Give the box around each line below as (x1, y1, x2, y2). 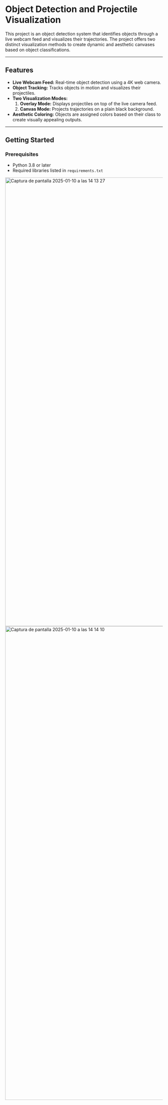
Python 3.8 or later (12, 162, 51, 168)
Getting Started (5, 136, 54, 144)
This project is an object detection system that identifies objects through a (5, 31, 158, 37)
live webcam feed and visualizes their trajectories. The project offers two (5, 36, 155, 42)
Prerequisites (5, 151, 38, 158)
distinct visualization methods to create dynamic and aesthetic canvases (5, 41, 155, 47)
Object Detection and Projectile (5, 4, 137, 15)
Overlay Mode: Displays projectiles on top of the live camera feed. (19, 100, 157, 106)
